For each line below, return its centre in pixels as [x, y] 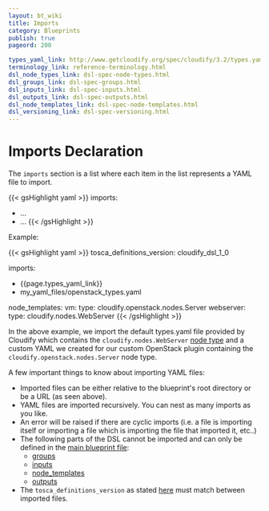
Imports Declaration [76, 152]
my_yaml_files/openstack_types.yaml [80, 292]
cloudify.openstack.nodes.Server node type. [83, 357]
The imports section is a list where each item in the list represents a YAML [130, 174]
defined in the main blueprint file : [74, 448]
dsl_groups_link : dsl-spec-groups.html [75, 82]
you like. [34, 413]
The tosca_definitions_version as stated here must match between [132, 490]
